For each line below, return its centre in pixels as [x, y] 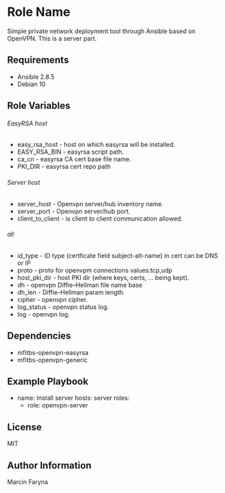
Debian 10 [31, 84]
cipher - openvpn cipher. [52, 299]
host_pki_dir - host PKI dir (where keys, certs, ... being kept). [103, 277]
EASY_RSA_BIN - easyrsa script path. [70, 152]
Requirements [38, 60]
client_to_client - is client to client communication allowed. [100, 219]
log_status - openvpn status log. [63, 307]
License [25, 427]
